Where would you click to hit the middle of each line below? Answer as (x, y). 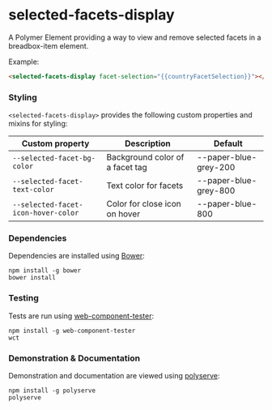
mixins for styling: (38, 124)
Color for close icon (144, 204)
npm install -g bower (45, 271)
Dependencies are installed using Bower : (77, 256)
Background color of (145, 157)
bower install (32, 278)
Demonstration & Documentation (74, 358)
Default (228, 143)
